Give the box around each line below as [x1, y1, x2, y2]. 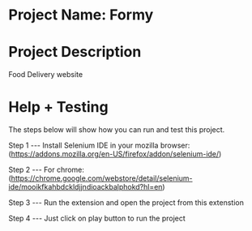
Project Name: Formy [8, 6, 154, 24]
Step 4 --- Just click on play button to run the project [8, 213, 186, 224]
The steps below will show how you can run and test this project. [8, 125, 225, 135]
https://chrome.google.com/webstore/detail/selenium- [11, 173, 193, 183]
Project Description [8, 43, 142, 62]
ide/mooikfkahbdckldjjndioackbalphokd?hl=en [8, 182, 163, 192]
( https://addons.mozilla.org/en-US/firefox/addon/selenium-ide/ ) [8, 149, 222, 159]
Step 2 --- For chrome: [8, 165, 85, 175]
